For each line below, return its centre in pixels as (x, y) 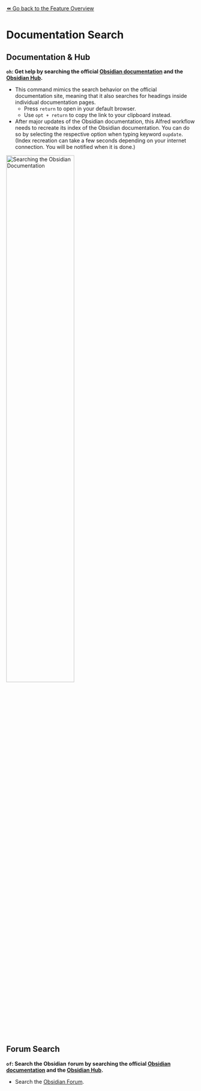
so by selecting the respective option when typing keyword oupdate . (99, 134)
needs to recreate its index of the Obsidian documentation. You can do (102, 128)
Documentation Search (65, 35)
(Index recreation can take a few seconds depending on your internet (100, 141)
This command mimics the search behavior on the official (86, 89)
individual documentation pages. (55, 102)
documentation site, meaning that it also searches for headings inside (101, 96)
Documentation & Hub (48, 57)
